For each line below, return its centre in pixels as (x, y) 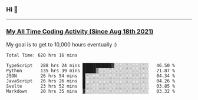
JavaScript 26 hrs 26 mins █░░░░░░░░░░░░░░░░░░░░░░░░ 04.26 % (91, 81)
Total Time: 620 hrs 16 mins (42, 55)
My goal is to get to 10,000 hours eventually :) (62, 44)
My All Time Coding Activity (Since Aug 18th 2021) (80, 32)
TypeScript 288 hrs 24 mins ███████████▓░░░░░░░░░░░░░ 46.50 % (91, 65)
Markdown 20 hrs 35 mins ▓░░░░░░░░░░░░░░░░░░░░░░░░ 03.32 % (91, 91)
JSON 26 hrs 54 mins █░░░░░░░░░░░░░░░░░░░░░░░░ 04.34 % (91, 76)
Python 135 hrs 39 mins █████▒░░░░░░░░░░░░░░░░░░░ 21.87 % (91, 71)
